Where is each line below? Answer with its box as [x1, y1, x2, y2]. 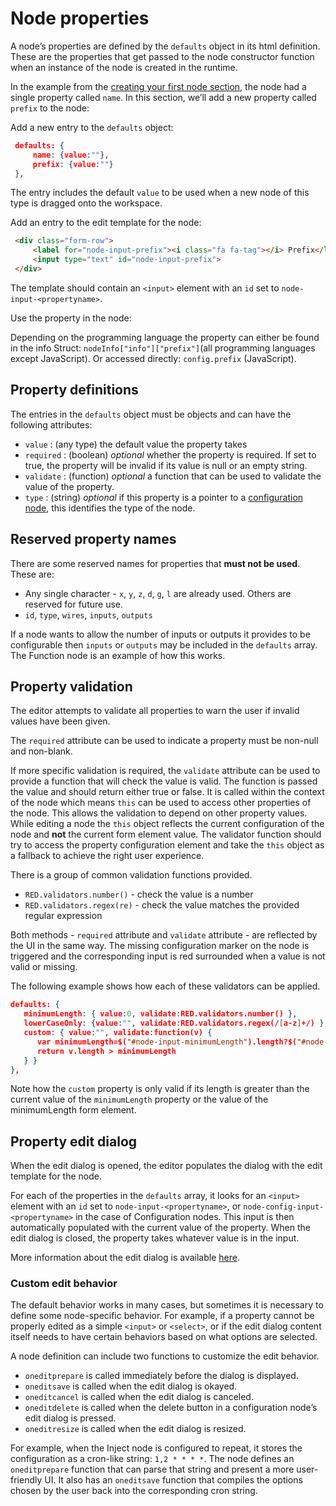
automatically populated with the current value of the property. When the [10, 1222, 311, 1234]
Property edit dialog [10, 1133, 138, 1150]
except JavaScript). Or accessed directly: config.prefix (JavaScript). [10, 352, 297, 364]
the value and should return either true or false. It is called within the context [10, 786, 325, 798]
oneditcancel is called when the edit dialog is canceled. [24, 1391, 254, 1403]
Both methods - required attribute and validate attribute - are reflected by [10, 929, 318, 941]
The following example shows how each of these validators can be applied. [10, 980, 321, 992]
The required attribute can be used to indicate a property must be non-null [10, 735, 319, 747]
